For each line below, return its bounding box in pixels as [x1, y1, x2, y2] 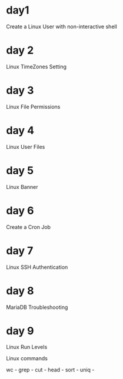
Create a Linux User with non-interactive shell [6, 23, 118, 30]
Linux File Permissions [6, 103, 61, 110]
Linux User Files [6, 143, 45, 150]
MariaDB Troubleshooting [6, 304, 68, 311]
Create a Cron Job [6, 223, 51, 230]
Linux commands [6, 355, 48, 362]
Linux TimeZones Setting [6, 63, 67, 70]
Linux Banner [6, 183, 38, 190]
